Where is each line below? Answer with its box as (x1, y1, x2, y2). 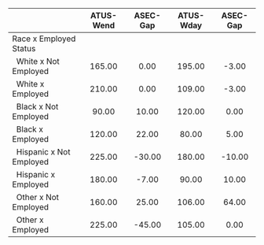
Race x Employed (12, 33, 76, 44)
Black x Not (16, 102, 59, 112)
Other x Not (16, 192, 60, 202)
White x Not (16, 56, 60, 66)
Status (12, 43, 36, 54)
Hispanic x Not (16, 147, 71, 157)
